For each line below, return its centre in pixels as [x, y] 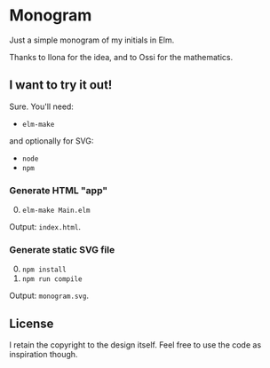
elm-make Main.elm [56, 211]
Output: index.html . [45, 227]
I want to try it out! [61, 85]
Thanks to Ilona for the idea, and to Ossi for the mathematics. [121, 57]
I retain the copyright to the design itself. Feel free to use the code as [135, 345]
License [32, 323]
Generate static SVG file [62, 249]
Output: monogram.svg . [49, 296]
